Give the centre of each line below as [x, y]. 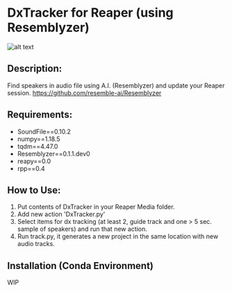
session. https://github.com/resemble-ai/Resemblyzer [84, 92]
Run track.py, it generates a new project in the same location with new [118, 236]
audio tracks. [36, 244]
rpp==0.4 [31, 168]
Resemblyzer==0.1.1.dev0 [53, 154]
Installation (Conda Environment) [81, 266]
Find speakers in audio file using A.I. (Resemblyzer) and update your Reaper [116, 86]
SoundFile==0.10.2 [44, 131]
